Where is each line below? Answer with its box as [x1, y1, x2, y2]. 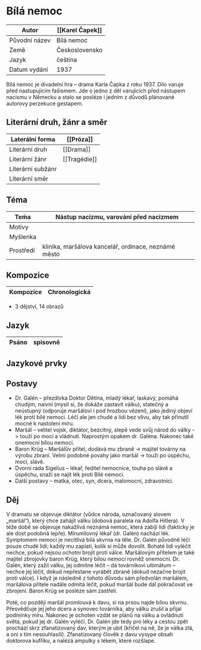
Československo [56, 46, 103, 54]
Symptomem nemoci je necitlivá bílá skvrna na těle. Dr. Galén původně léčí [6, 536, 190, 544]
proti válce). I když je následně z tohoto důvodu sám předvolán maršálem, [6, 574, 188, 582]
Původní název [9, 36, 51, 44]
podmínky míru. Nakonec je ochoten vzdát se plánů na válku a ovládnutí [6, 612, 184, 619]
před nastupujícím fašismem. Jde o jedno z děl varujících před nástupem [6, 87, 185, 94]
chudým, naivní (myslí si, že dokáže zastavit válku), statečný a [14, 401, 169, 408]
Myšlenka [9, 232, 37, 241]
